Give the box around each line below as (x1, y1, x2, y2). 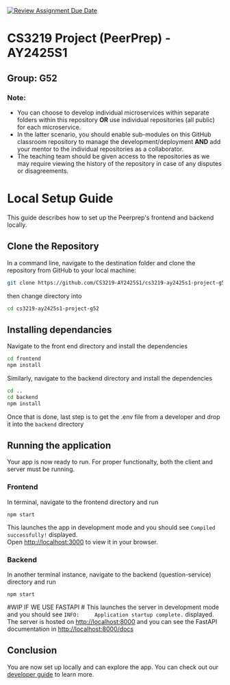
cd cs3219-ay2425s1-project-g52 (7, 305, 99, 312)
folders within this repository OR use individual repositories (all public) (16, 115, 216, 123)
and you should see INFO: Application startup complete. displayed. (7, 610, 214, 618)
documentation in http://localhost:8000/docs (7, 625, 134, 633)
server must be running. (7, 465, 75, 473)
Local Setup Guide (7, 191, 114, 206)
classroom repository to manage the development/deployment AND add (16, 137, 221, 145)
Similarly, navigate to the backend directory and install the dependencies (7, 374, 213, 382)
